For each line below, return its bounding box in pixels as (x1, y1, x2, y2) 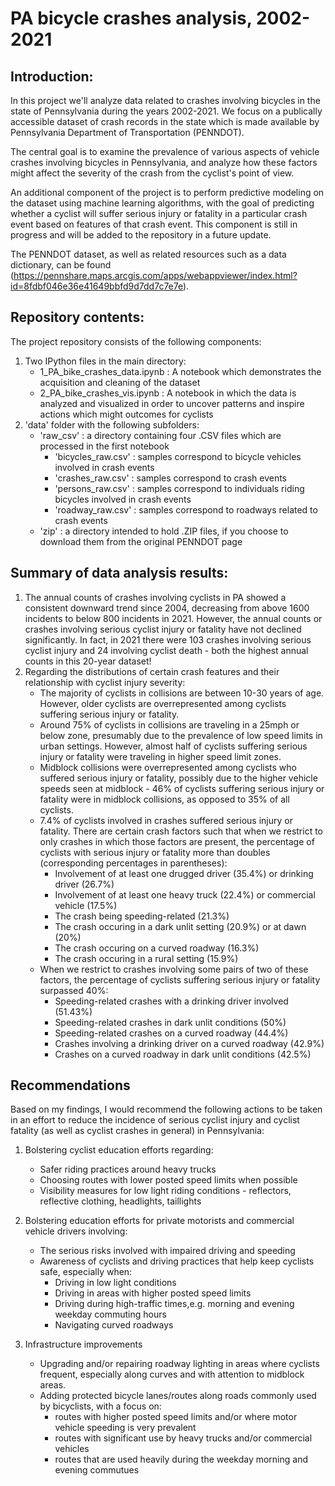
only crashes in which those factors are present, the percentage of (39, 835, 315, 847)
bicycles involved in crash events (54, 493, 192, 505)
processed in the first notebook (39, 440, 170, 452)
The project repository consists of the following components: (10, 335, 262, 347)
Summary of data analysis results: (10, 565, 229, 582)
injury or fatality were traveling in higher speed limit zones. (39, 750, 282, 762)
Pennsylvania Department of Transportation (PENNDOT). (10, 127, 245, 138)
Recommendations (10, 1077, 131, 1094)
